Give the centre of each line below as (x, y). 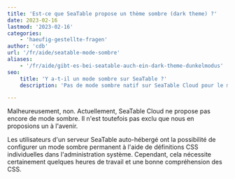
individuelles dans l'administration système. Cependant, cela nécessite (109, 155)
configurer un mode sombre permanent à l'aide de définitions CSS (103, 147)
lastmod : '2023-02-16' (40, 27)
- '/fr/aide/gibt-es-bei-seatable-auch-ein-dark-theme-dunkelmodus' (122, 66)
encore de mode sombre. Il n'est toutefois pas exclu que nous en (101, 119)
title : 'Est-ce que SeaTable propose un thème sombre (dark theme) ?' (112, 14)
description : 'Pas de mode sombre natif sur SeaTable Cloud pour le (122, 85)
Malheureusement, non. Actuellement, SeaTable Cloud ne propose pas (109, 111)
